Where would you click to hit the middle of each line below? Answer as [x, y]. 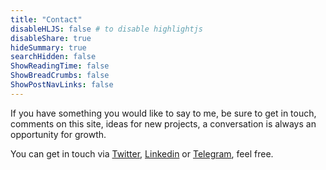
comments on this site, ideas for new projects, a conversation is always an [163, 123]
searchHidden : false [53, 57]
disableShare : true [51, 38]
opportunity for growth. [58, 134]
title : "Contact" [46, 19]
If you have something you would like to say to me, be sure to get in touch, [163, 113]
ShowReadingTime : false [60, 66]
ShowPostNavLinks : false [62, 85]
